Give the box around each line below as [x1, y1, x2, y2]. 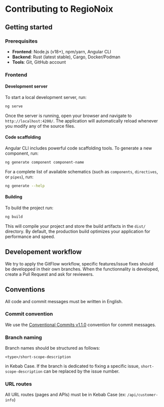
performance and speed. [5, 234, 55, 239]
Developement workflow [5, 248, 82, 256]
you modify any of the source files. [5, 123, 75, 129]
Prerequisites [5, 38, 38, 45]
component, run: [5, 150, 39, 156]
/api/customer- [127, 393, 158, 398]
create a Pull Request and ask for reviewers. [5, 271, 94, 277]
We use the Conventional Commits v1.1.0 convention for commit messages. [5, 322, 156, 328]
